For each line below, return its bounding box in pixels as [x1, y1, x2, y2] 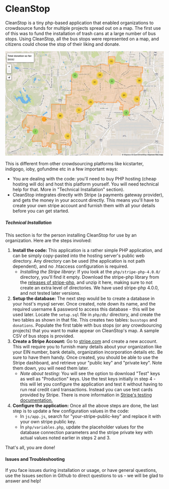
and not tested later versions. [20, 290, 81, 296]
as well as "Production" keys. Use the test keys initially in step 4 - [20, 376, 156, 382]
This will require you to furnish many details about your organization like [12, 344, 162, 350]
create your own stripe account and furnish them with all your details [12, 203, 155, 209]
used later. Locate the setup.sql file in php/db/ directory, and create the [12, 312, 161, 318]
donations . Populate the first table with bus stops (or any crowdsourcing [12, 322, 162, 328]
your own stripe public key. [20, 419, 76, 425]
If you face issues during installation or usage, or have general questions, [5, 467, 157, 473]
